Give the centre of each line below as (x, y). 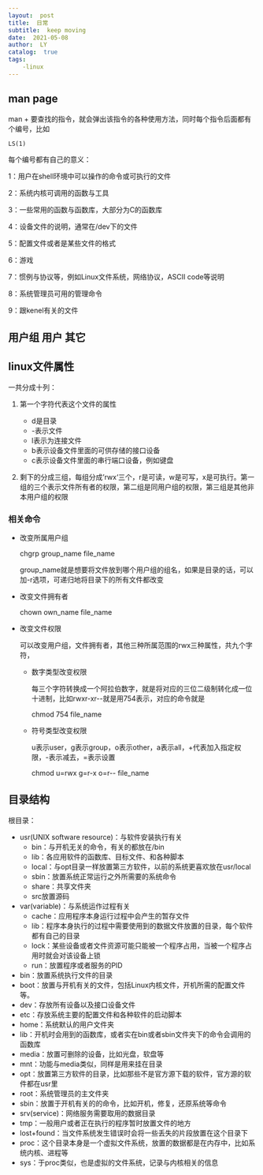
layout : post (31, 15)
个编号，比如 (29, 129)
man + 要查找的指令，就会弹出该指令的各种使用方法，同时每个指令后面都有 (130, 118)
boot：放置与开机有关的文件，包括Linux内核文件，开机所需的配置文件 (132, 985)
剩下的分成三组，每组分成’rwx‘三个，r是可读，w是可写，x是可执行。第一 (137, 477)
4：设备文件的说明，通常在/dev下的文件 (73, 226)
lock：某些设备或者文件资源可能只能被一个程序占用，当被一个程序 (138, 945)
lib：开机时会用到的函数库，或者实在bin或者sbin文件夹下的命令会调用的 (135, 1034)
